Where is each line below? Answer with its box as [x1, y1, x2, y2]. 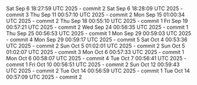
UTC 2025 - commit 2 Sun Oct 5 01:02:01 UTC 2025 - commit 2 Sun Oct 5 [6, 42, 185, 49]
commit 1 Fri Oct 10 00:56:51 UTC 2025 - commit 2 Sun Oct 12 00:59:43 [6, 61, 180, 68]
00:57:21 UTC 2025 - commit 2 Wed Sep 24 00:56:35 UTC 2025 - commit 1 [6, 23, 189, 30]
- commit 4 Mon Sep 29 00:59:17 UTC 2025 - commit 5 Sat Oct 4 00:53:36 [6, 36, 188, 43]
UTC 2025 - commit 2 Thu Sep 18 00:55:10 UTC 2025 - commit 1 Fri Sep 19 [6, 18, 188, 24]
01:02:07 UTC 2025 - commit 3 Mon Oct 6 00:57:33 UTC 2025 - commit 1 [6, 49, 184, 55]
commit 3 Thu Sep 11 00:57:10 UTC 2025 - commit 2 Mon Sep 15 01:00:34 [6, 11, 185, 18]
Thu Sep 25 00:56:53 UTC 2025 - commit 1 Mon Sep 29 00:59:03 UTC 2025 [6, 30, 192, 37]
